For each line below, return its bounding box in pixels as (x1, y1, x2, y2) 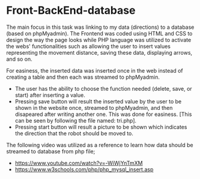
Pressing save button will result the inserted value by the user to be (14, 97, 182, 105)
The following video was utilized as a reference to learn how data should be (6, 141, 193, 148)
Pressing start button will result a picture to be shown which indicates (14, 123, 187, 130)
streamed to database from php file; (6, 148, 95, 155)
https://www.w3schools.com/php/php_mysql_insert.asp (14, 166, 154, 173)
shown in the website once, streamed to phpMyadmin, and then (14, 104, 173, 111)
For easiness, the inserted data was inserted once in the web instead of (6, 67, 183, 74)
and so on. (6, 55, 33, 62)
